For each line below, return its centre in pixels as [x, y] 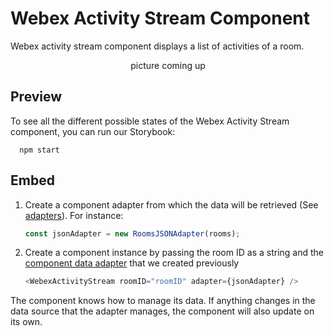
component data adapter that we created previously [132, 263]
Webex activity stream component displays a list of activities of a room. [157, 46]
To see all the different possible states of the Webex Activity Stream [150, 121]
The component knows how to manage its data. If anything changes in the [163, 301]
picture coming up [168, 65]
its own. [26, 322]
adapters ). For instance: [74, 215]
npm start [39, 150]
